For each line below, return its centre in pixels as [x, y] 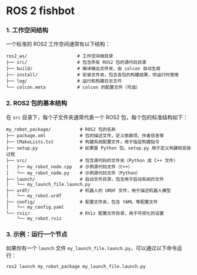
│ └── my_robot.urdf [34, 196]
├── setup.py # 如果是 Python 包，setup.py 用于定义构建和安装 [98, 148]
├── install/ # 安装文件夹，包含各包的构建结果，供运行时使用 [93, 75]
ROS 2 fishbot [41, 11]
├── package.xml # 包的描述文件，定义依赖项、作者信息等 [85, 135]
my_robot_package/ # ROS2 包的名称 [61, 129]
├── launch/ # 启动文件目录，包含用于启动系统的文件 [85, 179]
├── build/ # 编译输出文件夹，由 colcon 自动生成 [83, 69]
